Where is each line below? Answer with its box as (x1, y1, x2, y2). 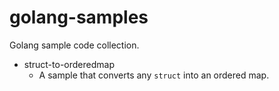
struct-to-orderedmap (23, 58, 115, 70)
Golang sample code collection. (9, 39, 140, 51)
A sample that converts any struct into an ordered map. (38, 69, 270, 81)
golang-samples (9, 6, 149, 29)
